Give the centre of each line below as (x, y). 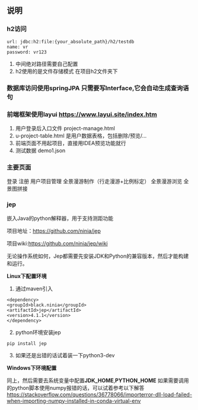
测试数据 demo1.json (40, 150)
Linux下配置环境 (27, 276)
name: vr (17, 47)
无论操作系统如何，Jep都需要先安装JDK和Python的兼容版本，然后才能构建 (98, 256)
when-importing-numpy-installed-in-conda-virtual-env (74, 401)
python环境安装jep (38, 332)
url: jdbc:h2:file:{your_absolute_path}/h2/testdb (71, 41)
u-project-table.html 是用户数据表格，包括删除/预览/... (81, 136)
